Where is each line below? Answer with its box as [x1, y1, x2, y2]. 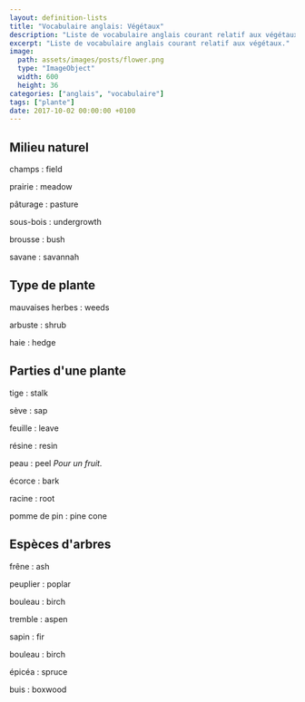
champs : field [9, 164, 63, 175]
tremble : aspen [9, 613, 68, 624]
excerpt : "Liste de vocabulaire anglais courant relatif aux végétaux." [9, 38, 290, 48]
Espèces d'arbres [9, 537, 112, 552]
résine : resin [9, 440, 58, 451]
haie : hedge [9, 336, 56, 347]
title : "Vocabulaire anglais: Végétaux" [9, 22, 165, 31]
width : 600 [17, 73, 59, 82]
